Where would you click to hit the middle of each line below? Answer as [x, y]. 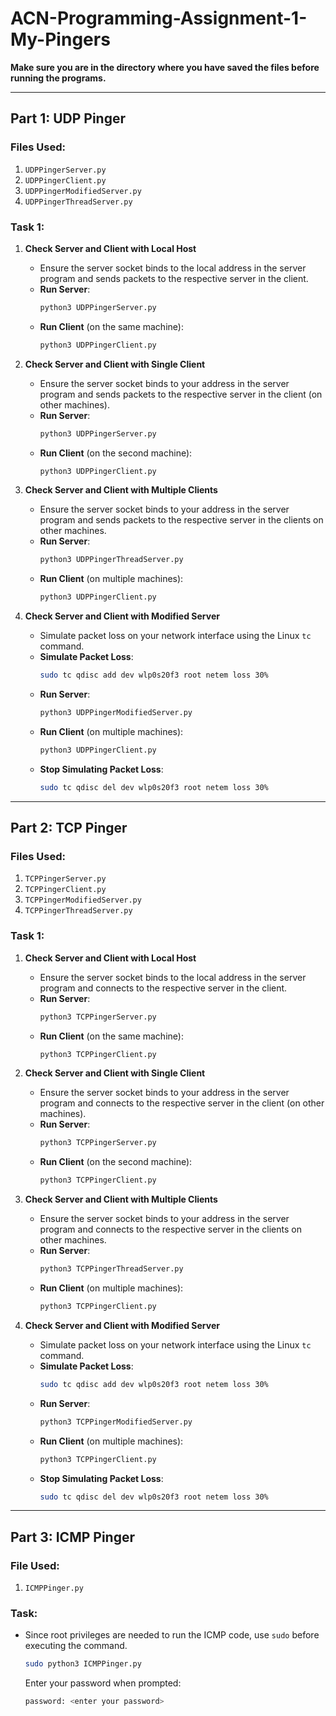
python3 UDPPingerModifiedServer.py [116, 713]
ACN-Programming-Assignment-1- [159, 18]
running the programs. [58, 78]
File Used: [35, 1565]
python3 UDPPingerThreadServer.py [111, 560]
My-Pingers [60, 39]
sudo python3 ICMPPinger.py [83, 1664]
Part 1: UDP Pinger [68, 118]
